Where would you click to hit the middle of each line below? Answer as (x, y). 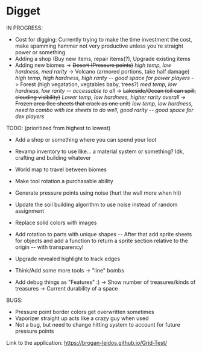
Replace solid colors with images (56, 222)
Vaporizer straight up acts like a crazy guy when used (82, 318)
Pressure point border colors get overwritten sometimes (85, 312)
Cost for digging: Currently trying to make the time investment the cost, (103, 39)
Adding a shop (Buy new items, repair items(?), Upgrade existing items (103, 58)
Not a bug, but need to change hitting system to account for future (98, 324)
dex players (30, 116)
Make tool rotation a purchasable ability (64, 181)
